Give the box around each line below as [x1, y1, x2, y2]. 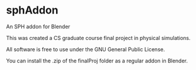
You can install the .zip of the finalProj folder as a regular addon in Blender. [6, 57, 188, 64]
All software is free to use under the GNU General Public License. [6, 45, 165, 53]
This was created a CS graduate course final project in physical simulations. [6, 34, 191, 41]
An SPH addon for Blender [6, 23, 71, 30]
